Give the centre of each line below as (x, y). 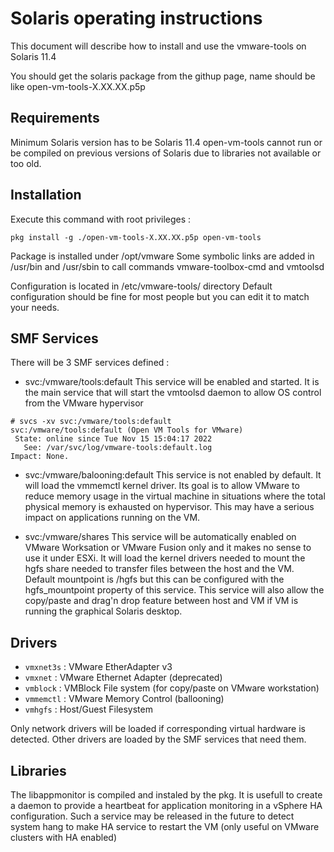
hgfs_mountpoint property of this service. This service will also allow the (174, 590)
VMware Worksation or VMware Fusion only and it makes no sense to (168, 548)
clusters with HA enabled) (64, 837)
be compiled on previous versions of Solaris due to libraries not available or (166, 153)
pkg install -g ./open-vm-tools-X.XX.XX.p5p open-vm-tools (136, 237)
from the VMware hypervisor (84, 403)
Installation (46, 195)
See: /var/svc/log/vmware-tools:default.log (118, 448)
